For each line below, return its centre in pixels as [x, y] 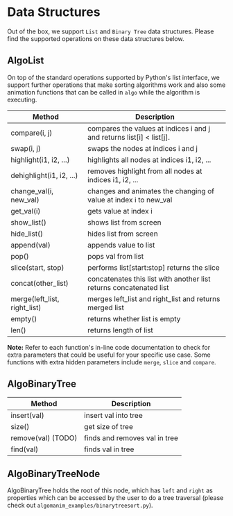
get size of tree [109, 426]
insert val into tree [114, 415]
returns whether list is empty [134, 319]
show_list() [29, 222]
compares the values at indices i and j [149, 128]
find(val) [25, 449]
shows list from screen [124, 222]
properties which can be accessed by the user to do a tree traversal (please [115, 498]
